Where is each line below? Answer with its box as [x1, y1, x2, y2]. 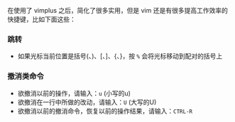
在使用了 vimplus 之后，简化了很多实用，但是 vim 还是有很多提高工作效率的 [7, 6, 229, 14]
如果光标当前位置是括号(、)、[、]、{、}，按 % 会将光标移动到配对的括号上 [17, 52, 223, 60]
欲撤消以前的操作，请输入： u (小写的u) [17, 89, 131, 97]
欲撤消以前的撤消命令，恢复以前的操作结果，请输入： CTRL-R [17, 106, 193, 115]
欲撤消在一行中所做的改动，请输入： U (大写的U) [17, 98, 157, 106]
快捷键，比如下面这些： [7, 15, 76, 23]
